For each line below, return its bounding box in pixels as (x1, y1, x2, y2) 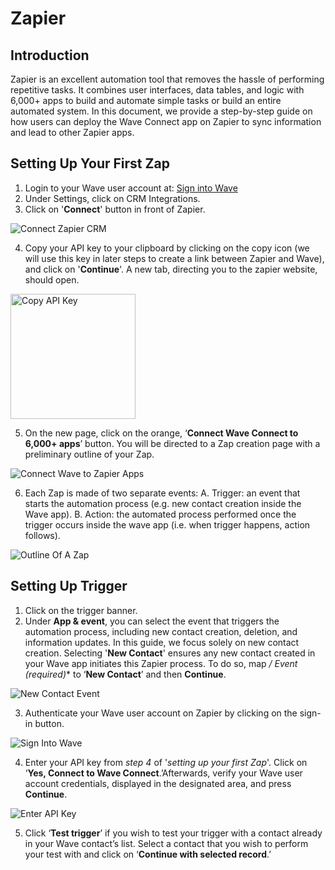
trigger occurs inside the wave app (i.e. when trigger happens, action (24, 518, 311, 531)
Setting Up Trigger (10, 578, 128, 595)
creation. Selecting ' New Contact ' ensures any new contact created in (24, 647, 316, 659)
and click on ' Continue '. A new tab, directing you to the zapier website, (24, 263, 318, 275)
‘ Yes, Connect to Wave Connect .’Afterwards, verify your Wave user (24, 767, 303, 779)
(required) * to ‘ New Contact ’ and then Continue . (24, 668, 227, 680)
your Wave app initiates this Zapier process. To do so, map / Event (24, 657, 298, 669)
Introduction (10, 47, 90, 64)
